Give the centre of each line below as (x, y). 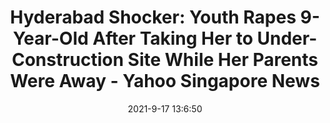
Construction (67, 60)
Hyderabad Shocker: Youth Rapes (153, 17)
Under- (287, 38)
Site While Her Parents (223, 60)
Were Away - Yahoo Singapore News (165, 81)
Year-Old (50, 38)
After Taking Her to (173, 38)
